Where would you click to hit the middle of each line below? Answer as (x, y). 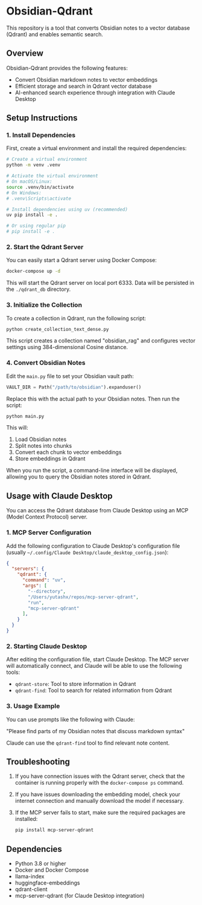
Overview (25, 54)
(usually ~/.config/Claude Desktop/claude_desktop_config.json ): (87, 552)
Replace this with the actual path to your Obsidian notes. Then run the (93, 399)
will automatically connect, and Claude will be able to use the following (94, 666)
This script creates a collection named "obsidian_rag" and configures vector (101, 341)
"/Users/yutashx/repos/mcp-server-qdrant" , (83, 597)
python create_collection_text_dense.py (58, 329)
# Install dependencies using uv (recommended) (67, 209)
